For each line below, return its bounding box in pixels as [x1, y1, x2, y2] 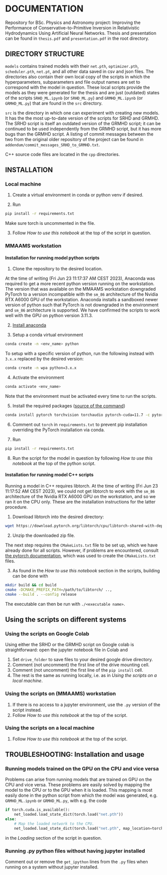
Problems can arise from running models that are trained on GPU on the [5, 776, 152, 783]
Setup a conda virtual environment [12, 332, 83, 338]
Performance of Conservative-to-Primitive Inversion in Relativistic [5, 24, 140, 30]
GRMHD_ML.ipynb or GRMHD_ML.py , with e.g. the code [5, 798, 107, 804]
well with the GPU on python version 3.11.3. [5, 313, 93, 319]
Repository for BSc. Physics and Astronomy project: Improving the [5, 19, 141, 25]
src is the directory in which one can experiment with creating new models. [5, 110, 160, 116]
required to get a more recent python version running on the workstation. [5, 281, 155, 287]
